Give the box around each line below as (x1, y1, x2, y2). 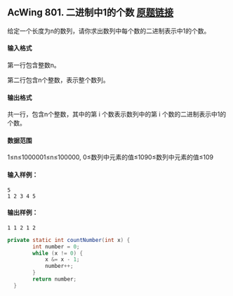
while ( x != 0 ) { (32, 250, 83, 257)
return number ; (32, 276, 77, 283)
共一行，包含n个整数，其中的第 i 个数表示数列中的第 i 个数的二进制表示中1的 (7, 110, 227, 119)
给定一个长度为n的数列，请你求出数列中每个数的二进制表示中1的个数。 (7, 27, 211, 35)
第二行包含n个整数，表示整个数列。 (7, 76, 110, 84)
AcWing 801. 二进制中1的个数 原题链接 (7, 6, 174, 19)
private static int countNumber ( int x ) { (7, 236, 131, 243)
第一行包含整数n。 (7, 61, 61, 69)
